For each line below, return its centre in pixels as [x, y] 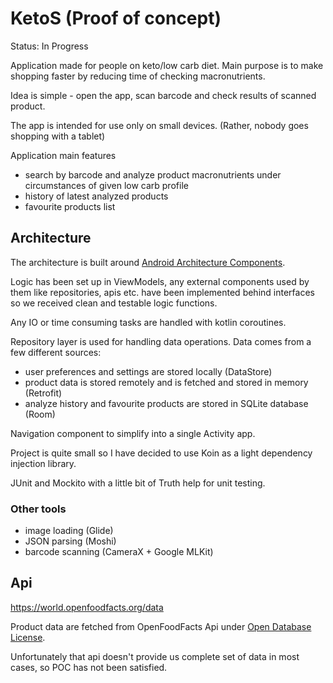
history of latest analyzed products [96, 196]
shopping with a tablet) [58, 136]
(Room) [40, 414]
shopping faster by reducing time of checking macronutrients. [138, 76]
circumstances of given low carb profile [106, 185]
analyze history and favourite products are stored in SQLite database [166, 403]
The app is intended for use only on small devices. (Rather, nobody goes [159, 125]
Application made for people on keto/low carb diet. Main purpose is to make [167, 65]
